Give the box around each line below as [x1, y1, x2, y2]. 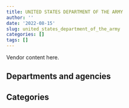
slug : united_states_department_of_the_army [6, 25, 121, 32]
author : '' [6, 15, 34, 21]
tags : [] [6, 37, 28, 43]
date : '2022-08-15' [6, 20, 56, 26]
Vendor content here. [6, 54, 59, 61]
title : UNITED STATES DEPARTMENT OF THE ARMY [6, 8, 123, 15]
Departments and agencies [6, 71, 111, 82]
